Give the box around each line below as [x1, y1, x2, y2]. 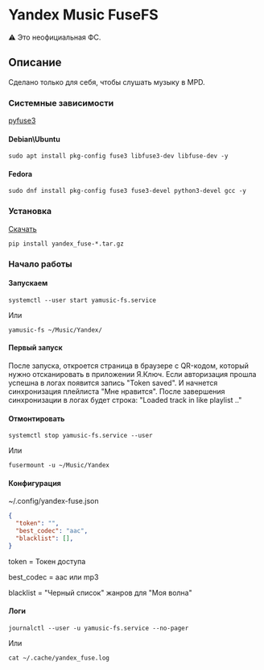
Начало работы [8, 258, 72, 270]
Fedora [8, 169, 33, 178]
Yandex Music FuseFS [8, 6, 159, 24]
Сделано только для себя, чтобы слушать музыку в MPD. [8, 77, 205, 86]
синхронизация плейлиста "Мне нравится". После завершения [8, 387, 225, 396]
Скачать [8, 224, 38, 233]
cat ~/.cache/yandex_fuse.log [8, 654, 110, 663]
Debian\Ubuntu [8, 134, 60, 144]
